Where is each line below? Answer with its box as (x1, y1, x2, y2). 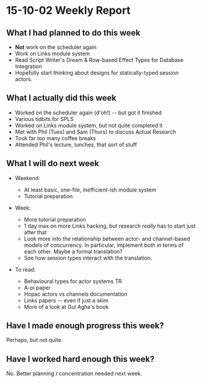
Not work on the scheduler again (14, 43, 97, 51)
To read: (14, 266, 36, 273)
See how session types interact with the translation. (23, 254, 152, 261)
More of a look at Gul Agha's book (23, 303, 109, 310)
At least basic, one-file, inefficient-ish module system (23, 186, 156, 193)
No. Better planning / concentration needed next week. (6, 370, 142, 377)
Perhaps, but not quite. (6, 337, 63, 344)
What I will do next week (6, 158, 99, 169)
